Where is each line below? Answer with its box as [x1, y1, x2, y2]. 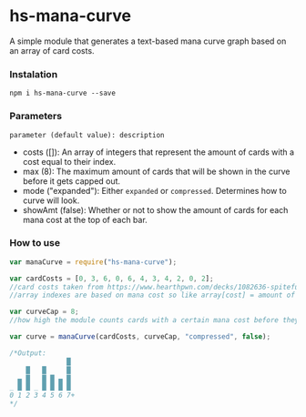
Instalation [9, 67, 58, 80]
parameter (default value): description [9, 130, 166, 139]
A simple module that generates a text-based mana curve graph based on [9, 36, 287, 46]
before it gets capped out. [22, 175, 121, 187]
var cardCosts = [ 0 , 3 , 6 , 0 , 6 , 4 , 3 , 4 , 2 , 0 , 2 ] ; [9, 274, 214, 283]
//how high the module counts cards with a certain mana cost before [9, 316, 280, 325]
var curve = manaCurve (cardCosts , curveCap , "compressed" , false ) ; [9, 332, 271, 341]
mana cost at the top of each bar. [22, 214, 148, 225]
